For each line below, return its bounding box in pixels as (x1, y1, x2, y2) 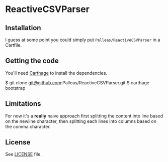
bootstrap (5, 85, 26, 91)
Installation (5, 24, 41, 32)
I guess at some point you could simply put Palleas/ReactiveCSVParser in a (5, 37, 160, 43)
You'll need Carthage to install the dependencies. (5, 70, 107, 76)
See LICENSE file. (5, 151, 42, 157)
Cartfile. (5, 42, 22, 48)
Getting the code (5, 57, 59, 65)
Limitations (5, 99, 41, 108)
